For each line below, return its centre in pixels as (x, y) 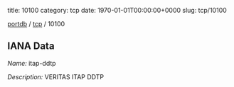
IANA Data (31, 46)
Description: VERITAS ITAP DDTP (56, 76)
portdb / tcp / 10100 (36, 24)
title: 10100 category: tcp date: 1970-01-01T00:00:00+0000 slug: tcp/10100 (117, 10)
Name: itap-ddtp (32, 63)
